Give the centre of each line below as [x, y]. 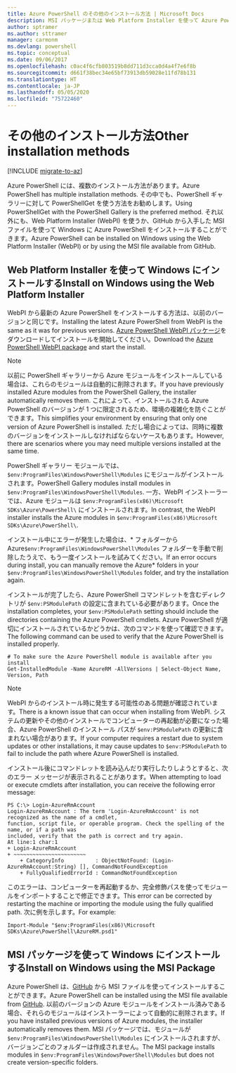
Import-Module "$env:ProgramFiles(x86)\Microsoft [81, 925]
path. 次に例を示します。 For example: [62, 912]
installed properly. [33, 644]
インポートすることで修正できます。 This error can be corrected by [116, 895]
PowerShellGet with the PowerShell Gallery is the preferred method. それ [112, 211]
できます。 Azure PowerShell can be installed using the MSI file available [124, 995]
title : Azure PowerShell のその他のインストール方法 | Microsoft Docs [106, 14]
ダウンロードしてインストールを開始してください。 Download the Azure [110, 339]
